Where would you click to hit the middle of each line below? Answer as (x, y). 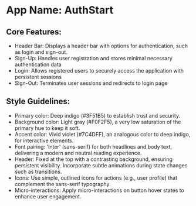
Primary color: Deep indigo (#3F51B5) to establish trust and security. (97, 115)
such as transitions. (38, 171)
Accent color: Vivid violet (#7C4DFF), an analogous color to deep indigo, (102, 134)
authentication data (38, 64)
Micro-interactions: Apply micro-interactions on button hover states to (99, 190)
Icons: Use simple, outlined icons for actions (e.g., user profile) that (96, 178)
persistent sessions (38, 77)
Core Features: (34, 32)
